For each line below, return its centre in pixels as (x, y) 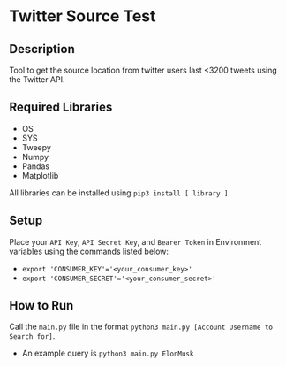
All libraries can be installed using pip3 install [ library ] (119, 193)
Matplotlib (40, 175)
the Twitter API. (37, 80)
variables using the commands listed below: (89, 251)
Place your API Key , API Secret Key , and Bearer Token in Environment (135, 241)
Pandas (36, 166)
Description (42, 49)
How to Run (41, 306)
